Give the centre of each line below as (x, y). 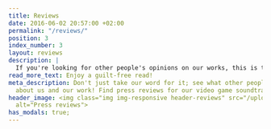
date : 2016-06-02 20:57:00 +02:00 (67, 23)
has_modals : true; (39, 113)
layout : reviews (35, 53)
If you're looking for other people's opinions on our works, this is (137, 68)
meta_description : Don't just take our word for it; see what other (126, 83)
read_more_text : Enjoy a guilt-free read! (81, 75)
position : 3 (28, 38)
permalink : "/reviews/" (48, 30)
